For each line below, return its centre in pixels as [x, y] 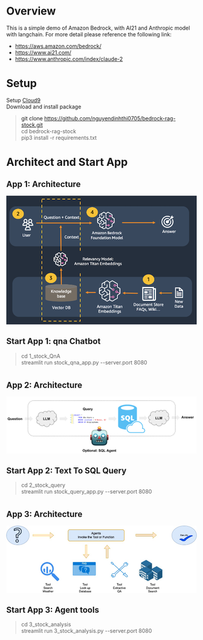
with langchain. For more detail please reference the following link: [89, 34]
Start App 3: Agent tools [53, 610]
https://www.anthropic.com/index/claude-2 [69, 59]
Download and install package [44, 107]
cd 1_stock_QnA [40, 356]
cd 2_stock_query [43, 485]
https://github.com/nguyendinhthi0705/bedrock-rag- [110, 118]
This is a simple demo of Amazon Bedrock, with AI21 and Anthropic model [98, 28]
